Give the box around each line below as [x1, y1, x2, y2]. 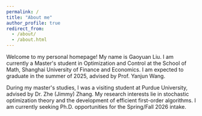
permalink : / [6, 8, 39, 15]
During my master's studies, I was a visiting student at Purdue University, [6, 84, 188, 91]
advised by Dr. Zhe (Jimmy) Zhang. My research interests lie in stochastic [6, 91, 189, 97]
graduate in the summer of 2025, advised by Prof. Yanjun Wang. [6, 73, 166, 79]
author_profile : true [6, 20, 61, 26]
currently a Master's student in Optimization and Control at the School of [6, 60, 187, 67]
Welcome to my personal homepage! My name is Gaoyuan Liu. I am [6, 53, 174, 60]
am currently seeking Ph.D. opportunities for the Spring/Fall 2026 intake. [6, 103, 187, 110]
